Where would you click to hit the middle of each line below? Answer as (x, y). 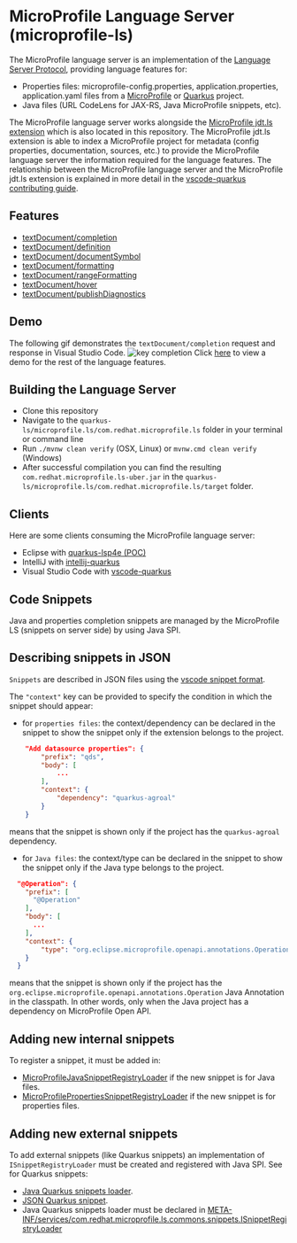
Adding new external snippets (94, 1134)
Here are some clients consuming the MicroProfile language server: (132, 536)
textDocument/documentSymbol (81, 256)
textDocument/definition (66, 246)
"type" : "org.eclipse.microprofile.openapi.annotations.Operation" (168, 950)
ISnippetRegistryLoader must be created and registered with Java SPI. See (146, 1164)
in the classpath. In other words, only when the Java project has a (129, 1002)
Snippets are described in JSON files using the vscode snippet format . (137, 679)
